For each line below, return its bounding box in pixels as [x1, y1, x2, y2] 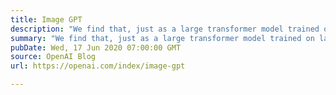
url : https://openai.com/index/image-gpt [10, 61, 186, 71]
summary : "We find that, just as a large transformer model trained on [10, 33, 315, 43]
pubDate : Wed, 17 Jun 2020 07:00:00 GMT [10, 42, 182, 53]
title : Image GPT [10, 14, 83, 25]
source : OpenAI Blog [10, 52, 97, 62]
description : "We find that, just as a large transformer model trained [10, 24, 320, 34]
